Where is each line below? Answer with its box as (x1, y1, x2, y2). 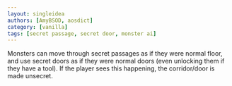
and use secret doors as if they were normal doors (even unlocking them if (7, 57, 225, 66)
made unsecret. (7, 72, 53, 80)
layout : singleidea (7, 10, 65, 18)
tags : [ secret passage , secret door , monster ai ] (7, 30, 157, 37)
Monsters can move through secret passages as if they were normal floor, (7, 49, 223, 58)
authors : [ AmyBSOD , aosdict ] (7, 17, 93, 24)
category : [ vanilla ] (7, 23, 69, 30)
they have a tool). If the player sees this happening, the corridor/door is (7, 64, 215, 73)
